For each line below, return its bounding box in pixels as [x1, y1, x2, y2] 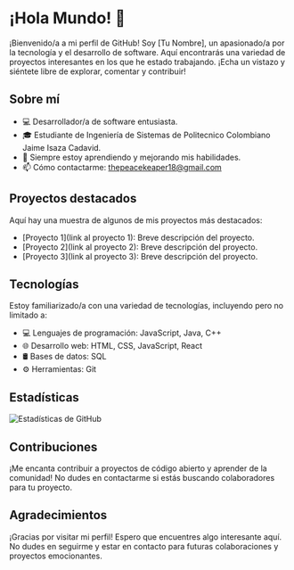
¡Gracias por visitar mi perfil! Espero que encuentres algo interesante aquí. [9, 531, 282, 542]
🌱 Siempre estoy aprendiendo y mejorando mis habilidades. [21, 152, 241, 162]
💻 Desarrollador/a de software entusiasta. [21, 116, 178, 127]
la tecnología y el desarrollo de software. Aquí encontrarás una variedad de [9, 46, 286, 57]
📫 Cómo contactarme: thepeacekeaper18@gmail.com [21, 161, 223, 172]
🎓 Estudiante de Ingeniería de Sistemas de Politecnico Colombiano [21, 129, 271, 140]
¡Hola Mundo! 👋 [9, 8, 127, 29]
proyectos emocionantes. [9, 550, 102, 561]
